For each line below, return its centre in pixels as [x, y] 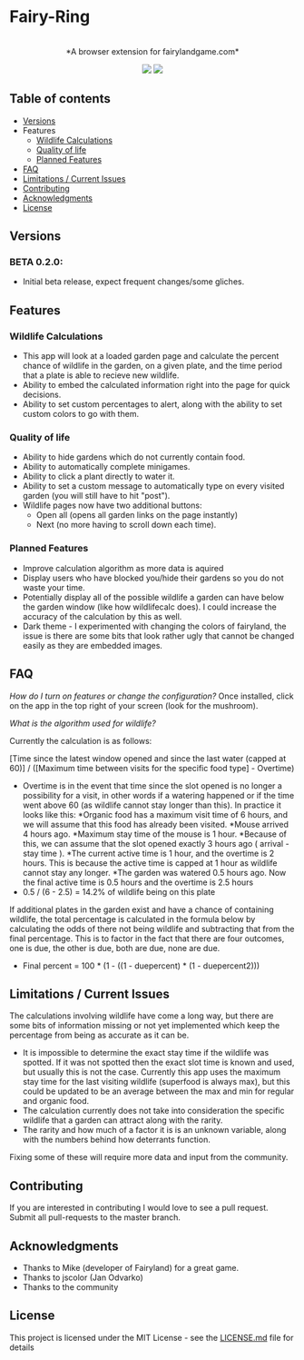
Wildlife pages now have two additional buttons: [112, 505]
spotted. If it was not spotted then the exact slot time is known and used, [158, 1062]
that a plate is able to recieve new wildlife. [101, 375]
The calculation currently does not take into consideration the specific [153, 1111]
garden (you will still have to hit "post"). [96, 496]
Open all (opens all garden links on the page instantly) [137, 515]
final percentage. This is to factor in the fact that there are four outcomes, [147, 938]
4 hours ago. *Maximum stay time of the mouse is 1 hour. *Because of [155, 834]
